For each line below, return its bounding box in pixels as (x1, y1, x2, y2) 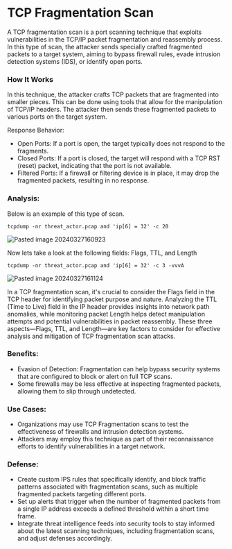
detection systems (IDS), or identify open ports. (7, 57, 143, 65)
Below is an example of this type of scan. (7, 210, 125, 218)
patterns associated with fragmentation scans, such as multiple (17, 482, 199, 491)
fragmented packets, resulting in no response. (17, 176, 150, 185)
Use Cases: (7, 404, 46, 414)
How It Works (7, 74, 54, 84)
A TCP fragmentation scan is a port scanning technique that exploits (7, 28, 202, 36)
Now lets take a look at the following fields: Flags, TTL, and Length (7, 248, 197, 257)
